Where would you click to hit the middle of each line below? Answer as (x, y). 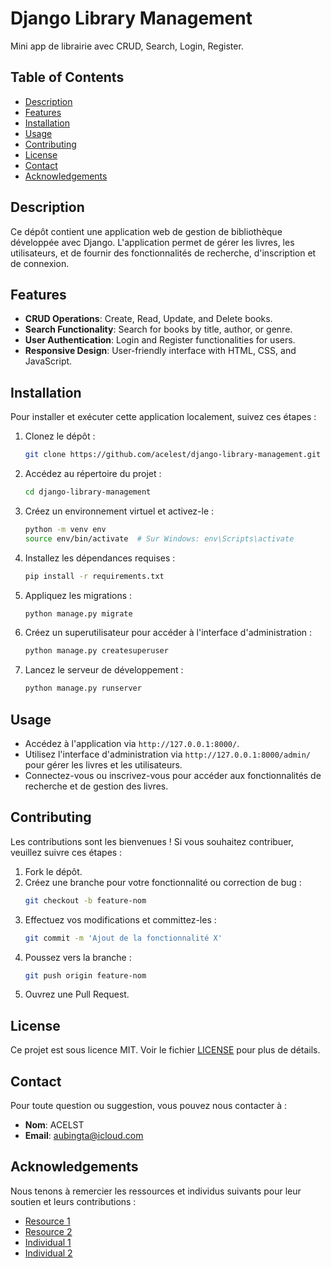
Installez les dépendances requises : (100, 558)
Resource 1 (47, 1221)
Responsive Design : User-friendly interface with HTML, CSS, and (160, 351)
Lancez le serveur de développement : (104, 670)
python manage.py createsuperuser (96, 651)
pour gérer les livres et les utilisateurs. (103, 765)
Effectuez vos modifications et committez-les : (120, 919)
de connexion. (40, 263)
